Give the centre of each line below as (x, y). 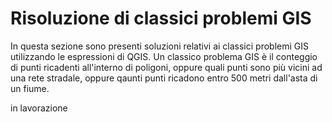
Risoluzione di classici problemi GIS (161, 18)
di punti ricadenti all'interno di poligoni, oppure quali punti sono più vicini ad (166, 67)
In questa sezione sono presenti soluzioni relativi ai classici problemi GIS (159, 46)
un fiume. (30, 88)
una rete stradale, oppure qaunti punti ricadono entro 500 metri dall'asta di (164, 78)
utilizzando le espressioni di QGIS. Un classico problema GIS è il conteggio (164, 56)
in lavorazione (39, 108)
